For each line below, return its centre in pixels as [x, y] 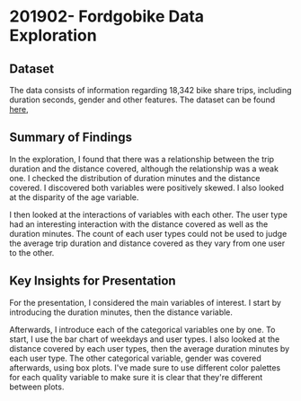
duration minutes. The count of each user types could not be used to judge [148, 233]
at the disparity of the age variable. [74, 197]
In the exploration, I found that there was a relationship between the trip [142, 159]
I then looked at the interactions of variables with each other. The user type [148, 214]
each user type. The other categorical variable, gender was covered [136, 358]
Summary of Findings [71, 138]
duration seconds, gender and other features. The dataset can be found [142, 100]
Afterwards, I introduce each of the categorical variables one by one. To [142, 329]
